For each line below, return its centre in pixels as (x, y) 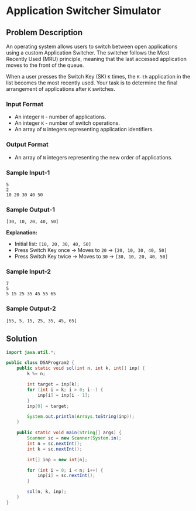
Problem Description (44, 33)
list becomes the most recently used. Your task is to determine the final (92, 83)
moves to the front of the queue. (45, 65)
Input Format (25, 104)
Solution (22, 339)
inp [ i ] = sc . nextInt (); (66, 476)
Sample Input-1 (28, 172)
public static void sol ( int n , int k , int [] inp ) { (81, 368)
